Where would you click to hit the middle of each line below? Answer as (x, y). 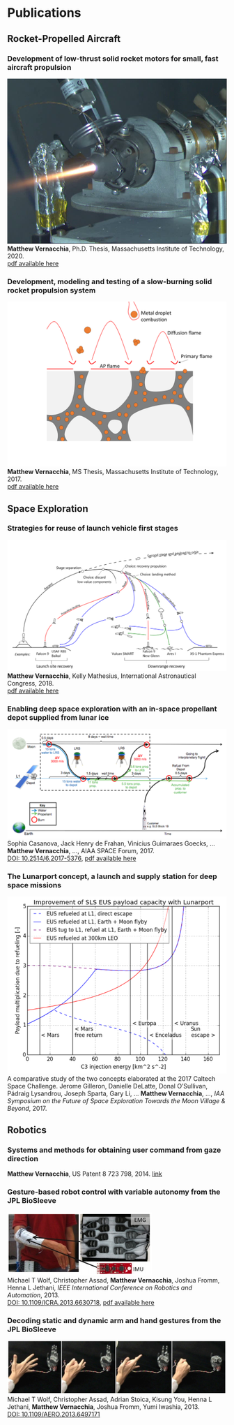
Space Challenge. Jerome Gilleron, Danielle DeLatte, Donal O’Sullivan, (107, 1086)
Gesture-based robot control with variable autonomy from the (114, 1192)
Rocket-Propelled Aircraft (64, 39)
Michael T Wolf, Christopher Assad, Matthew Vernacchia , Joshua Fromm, (114, 1280)
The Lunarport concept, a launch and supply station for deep (112, 876)
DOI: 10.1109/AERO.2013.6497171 (54, 1414)
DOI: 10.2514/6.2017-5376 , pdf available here (72, 858)
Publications (44, 13)
